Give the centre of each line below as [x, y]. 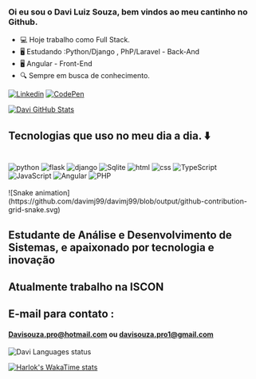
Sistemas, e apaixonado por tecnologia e [111, 247]
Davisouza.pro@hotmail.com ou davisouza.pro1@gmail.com [111, 334]
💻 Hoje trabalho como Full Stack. [75, 40]
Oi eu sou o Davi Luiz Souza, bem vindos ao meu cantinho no [128, 12]
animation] [52, 193]
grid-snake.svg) [35, 210]
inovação [32, 260]
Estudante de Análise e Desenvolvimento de [120, 235]
